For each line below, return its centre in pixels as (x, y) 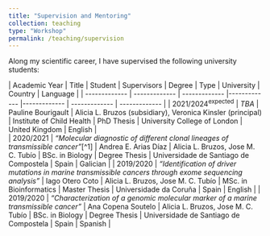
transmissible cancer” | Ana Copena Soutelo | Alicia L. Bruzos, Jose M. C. (131, 206)
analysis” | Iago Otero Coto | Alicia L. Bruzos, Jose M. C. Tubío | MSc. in (128, 180)
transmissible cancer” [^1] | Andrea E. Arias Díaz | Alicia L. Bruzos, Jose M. (132, 147)
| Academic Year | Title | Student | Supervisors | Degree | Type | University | (134, 85)
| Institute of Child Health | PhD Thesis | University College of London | (126, 121)
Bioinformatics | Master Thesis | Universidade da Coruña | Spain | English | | (135, 189)
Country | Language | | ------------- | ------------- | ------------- (116, 94)
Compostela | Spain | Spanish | (60, 223)
